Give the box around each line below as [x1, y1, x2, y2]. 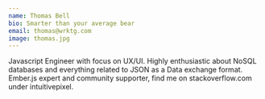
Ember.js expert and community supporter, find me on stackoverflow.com [8, 73, 252, 83]
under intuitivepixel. [8, 82, 74, 92]
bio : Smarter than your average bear [8, 19, 135, 27]
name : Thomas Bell [8, 11, 70, 20]
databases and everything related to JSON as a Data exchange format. [8, 65, 243, 75]
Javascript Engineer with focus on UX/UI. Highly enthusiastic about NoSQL [8, 56, 257, 66]
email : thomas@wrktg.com [8, 27, 92, 35]
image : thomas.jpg [8, 34, 70, 43]
